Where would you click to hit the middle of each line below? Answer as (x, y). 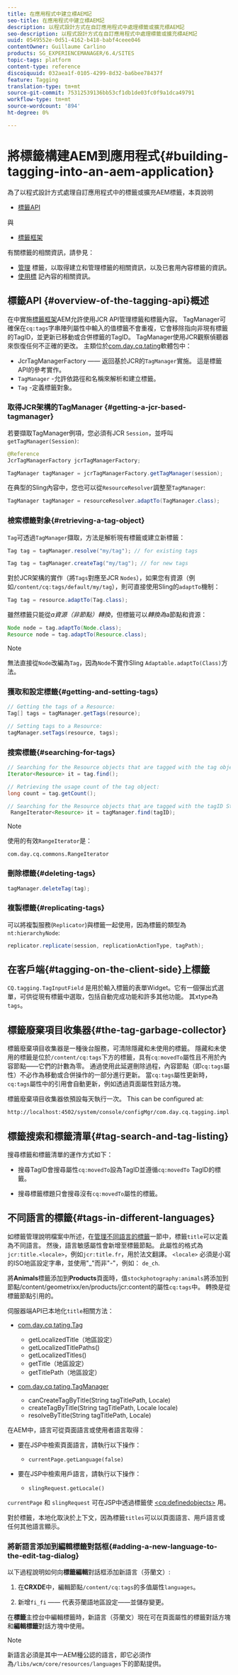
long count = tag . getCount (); (52, 793)
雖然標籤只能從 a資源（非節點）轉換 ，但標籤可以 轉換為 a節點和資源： (107, 615)
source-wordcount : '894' (44, 106)
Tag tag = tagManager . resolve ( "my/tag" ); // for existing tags (103, 551)
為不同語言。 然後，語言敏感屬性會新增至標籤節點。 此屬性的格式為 (105, 1245)
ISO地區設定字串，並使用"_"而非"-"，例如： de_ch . (87, 1263)
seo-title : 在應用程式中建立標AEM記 (56, 21)
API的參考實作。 (41, 370)
